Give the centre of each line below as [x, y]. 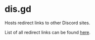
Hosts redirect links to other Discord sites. [47, 23]
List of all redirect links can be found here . [48, 32]
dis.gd [18, 9]
